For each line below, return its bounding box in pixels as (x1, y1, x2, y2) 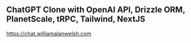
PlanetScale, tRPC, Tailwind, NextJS (6, 14, 146, 24)
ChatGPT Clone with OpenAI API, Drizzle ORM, (6, 5, 186, 15)
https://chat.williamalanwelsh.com (6, 30, 92, 37)
